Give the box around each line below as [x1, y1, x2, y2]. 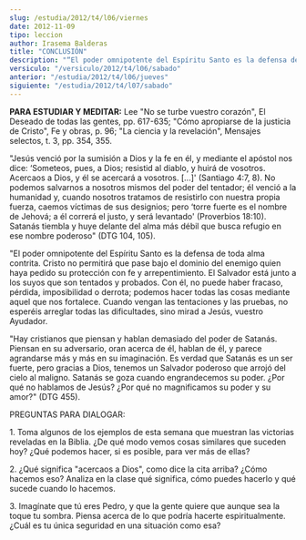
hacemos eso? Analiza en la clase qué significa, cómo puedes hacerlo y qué [9, 473, 296, 484]
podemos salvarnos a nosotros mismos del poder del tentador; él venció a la [9, 181, 297, 192]
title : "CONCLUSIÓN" [9, 47, 88, 56]
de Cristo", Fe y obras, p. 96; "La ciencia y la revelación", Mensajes [9, 125, 261, 137]
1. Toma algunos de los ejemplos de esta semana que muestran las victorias [9, 426, 294, 437]
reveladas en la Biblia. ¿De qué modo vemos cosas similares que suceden [9, 436, 287, 447]
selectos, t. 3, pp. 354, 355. [9, 135, 112, 146]
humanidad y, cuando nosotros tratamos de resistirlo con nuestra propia [9, 191, 280, 202]
